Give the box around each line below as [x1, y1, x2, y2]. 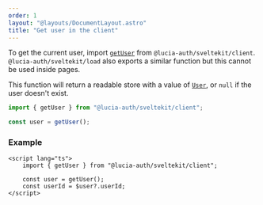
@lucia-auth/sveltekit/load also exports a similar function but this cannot [8, 56, 252, 66]
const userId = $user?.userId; [22, 183, 126, 191]
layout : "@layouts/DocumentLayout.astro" [8, 19, 147, 27]
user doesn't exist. [8, 89, 69, 98]
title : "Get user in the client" [8, 26, 119, 34]
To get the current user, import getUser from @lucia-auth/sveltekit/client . [8, 48, 256, 58]
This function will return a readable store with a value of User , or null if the [8, 80, 252, 89]
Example [8, 137, 43, 148]
